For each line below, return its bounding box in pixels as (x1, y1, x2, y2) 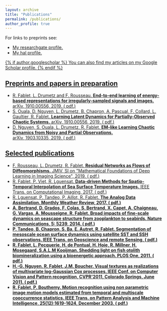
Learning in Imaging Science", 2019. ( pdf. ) (12, 173, 100, 179)
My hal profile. (12, 50, 42, 56)
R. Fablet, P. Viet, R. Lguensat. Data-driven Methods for (12, 178, 128, 184)
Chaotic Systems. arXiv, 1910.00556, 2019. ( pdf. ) (12, 119, 115, 125)
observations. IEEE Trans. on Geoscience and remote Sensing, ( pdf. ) (12, 236, 158, 242)
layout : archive (5, 7, 39, 12)
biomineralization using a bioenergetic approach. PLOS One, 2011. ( (12, 252, 154, 258)
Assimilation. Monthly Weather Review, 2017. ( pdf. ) (12, 199, 121, 205)
